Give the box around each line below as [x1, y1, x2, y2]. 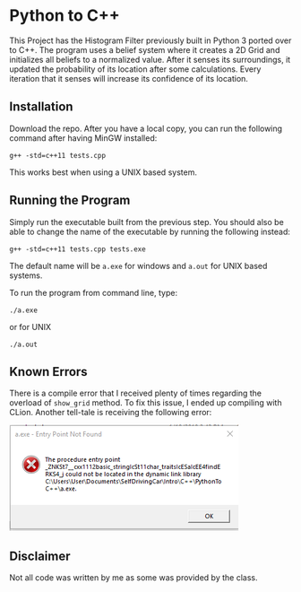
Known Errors [9, 364, 88, 379]
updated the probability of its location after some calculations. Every [9, 64, 262, 74]
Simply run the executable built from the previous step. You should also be [9, 216, 284, 227]
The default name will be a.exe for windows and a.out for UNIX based [9, 260, 268, 271]
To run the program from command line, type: [9, 287, 177, 298]
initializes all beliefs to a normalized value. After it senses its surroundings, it [9, 54, 291, 65]
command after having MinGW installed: [9, 132, 158, 144]
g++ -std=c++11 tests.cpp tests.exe [9, 244, 146, 254]
